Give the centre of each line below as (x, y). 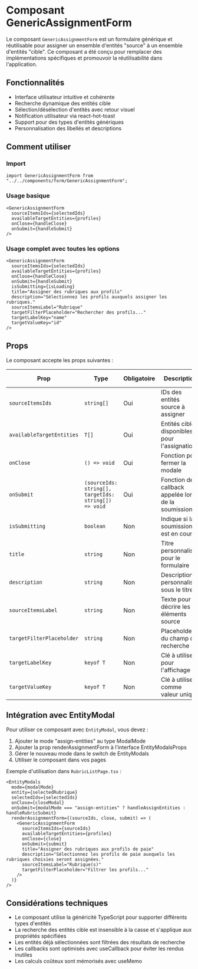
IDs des (171, 392)
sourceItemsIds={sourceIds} (56, 828)
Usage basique (28, 196)
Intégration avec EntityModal (60, 715)
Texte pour (176, 599)
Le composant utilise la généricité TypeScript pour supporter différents (101, 917)
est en (170, 533)
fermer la (174, 462)
